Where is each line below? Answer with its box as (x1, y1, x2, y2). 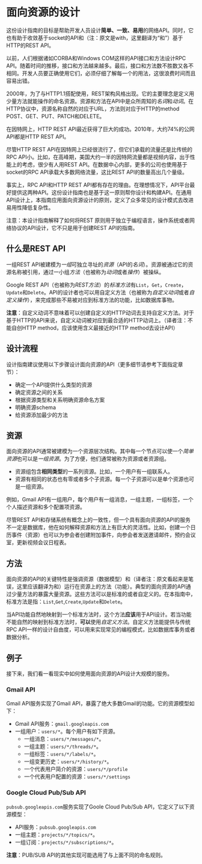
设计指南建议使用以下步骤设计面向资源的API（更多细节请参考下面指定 (6, 360, 179, 368)
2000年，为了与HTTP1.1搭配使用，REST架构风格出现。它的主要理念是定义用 (6, 90, 195, 97)
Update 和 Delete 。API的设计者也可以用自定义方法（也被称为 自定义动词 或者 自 (6, 288, 195, 296)
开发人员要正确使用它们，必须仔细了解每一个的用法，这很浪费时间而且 (22, 69, 196, 77)
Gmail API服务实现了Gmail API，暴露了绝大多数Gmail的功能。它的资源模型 (6, 700, 189, 707)
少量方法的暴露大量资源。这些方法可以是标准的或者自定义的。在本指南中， (11, 591, 196, 598)
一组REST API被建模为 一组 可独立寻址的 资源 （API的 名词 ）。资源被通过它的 (6, 261, 188, 268)
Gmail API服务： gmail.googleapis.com (14, 720, 109, 728)
